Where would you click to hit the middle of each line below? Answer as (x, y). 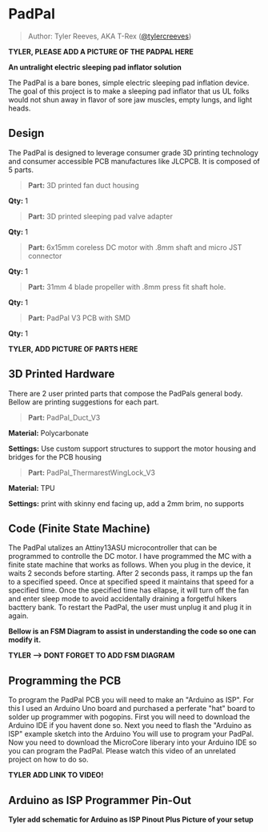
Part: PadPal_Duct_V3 (64, 417)
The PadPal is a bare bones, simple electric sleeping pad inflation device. (129, 82)
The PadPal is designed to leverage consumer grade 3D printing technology (133, 152)
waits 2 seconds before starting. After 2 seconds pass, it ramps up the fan (131, 573)
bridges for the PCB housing (55, 456)
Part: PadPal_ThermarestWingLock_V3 (92, 472)
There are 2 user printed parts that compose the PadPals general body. (126, 393)
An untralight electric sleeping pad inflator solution (95, 67)
